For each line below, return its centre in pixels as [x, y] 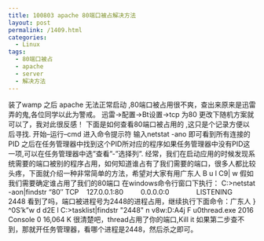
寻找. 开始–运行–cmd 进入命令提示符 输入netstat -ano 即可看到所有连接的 [132, 133]
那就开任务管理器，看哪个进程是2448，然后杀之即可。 [110, 229]
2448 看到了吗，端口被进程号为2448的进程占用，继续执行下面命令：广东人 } [132, 201]
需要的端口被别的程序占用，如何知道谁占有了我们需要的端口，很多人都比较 [135, 163]
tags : [17, 52]
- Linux [28, 45]
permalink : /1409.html [45, 30]
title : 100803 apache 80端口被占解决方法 [72, 15]
